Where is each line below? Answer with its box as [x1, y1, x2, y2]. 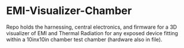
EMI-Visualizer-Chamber [6, 4, 132, 18]
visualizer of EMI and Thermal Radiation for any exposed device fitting [6, 29, 179, 36]
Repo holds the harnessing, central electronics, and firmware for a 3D [6, 23, 177, 30]
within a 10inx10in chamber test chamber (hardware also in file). [6, 36, 163, 43]
